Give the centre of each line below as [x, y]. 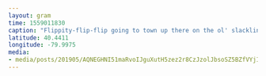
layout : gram [30, 15]
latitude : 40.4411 [38, 38]
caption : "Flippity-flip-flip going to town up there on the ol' [118, 30]
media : [19, 52]
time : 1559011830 [37, 23]
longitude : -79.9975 [42, 45]
